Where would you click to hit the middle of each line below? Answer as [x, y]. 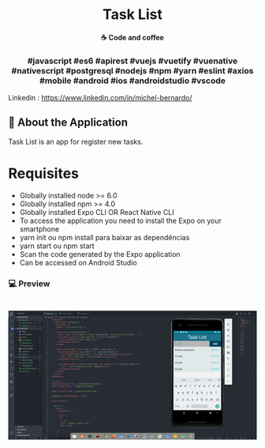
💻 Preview [29, 284]
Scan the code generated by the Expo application [100, 254]
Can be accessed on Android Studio [78, 262]
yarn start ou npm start [57, 246]
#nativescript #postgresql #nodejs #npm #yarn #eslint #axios [132, 70]
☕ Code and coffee [132, 37]
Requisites [44, 173]
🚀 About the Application [68, 123]
